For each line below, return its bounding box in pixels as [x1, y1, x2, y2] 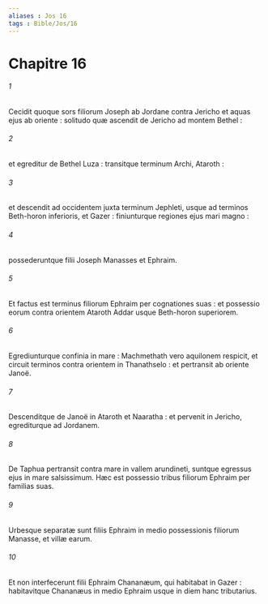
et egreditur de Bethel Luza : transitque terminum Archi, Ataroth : [8, 159, 224, 169]
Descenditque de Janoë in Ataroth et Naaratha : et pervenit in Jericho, [8, 412, 243, 422]
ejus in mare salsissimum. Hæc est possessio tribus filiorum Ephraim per [8, 473, 251, 482]
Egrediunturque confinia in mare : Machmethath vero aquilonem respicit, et [8, 350, 258, 361]
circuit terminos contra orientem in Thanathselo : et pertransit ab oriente [8, 359, 249, 369]
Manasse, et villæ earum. [8, 533, 93, 543]
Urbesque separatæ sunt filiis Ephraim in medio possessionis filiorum [8, 525, 240, 535]
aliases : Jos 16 [8, 11, 67, 20]
